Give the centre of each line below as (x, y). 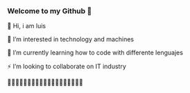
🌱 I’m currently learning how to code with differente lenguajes (95, 53)
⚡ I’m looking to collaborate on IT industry (67, 66)
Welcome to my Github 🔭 (50, 11)
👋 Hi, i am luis (27, 26)
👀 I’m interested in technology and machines (70, 39)
